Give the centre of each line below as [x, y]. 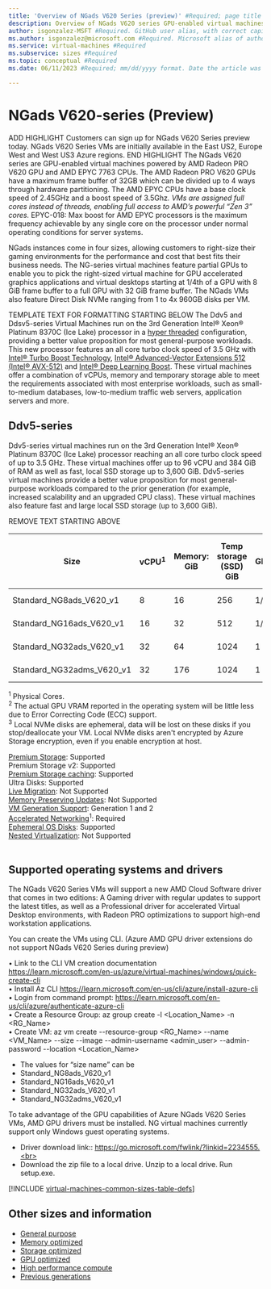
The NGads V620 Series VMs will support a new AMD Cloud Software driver [135, 889]
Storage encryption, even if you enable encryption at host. [105, 741]
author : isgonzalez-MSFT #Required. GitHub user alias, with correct [128, 31]
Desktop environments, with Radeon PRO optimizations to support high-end [134, 914]
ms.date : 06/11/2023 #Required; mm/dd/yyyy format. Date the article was [135, 69]
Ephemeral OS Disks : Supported [62, 827]
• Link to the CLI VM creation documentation [83, 963]
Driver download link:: [56, 1147]
